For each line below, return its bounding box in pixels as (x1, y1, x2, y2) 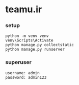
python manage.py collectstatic (5, 42, 74, 48)
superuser (5, 59, 32, 66)
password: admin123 (5, 75, 47, 80)
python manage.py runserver (5, 47, 65, 52)
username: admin (5, 70, 40, 75)
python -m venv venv (5, 33, 49, 39)
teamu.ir (5, 4, 42, 15)
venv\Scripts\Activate (5, 38, 54, 43)
